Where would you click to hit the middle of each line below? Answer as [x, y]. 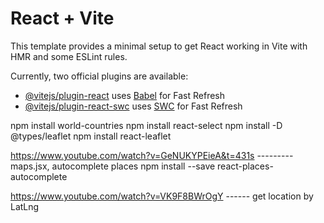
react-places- [245, 166]
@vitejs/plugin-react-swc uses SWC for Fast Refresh [133, 106]
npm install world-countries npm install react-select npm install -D [146, 125]
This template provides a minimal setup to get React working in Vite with [159, 46]
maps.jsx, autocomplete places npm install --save [113, 166]
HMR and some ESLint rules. [69, 56]
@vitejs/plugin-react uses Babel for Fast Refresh [125, 95]
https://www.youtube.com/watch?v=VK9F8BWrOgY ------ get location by [162, 196]
